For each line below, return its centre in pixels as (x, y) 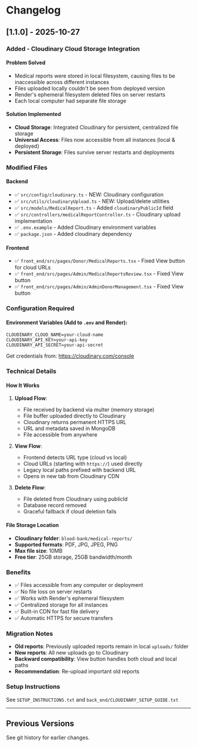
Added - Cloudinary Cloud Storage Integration (73, 49)
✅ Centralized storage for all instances (61, 605)
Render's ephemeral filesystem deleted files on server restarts (90, 94)
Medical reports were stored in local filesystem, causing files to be (95, 76)
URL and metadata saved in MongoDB (69, 428)
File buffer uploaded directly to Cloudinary (74, 416)
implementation (33, 221)
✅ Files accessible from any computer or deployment (79, 585)
